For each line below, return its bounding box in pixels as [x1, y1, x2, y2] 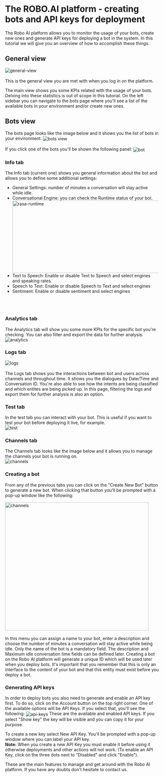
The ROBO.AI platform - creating [5, 3, 139, 15]
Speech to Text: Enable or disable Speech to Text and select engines [12, 283, 151, 289]
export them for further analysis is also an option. [5, 391, 104, 397]
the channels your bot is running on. [5, 453, 78, 459]
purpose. [5, 721, 23, 727]
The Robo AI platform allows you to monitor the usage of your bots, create [5, 30, 154, 36]
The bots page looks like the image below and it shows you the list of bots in [5, 130, 159, 136]
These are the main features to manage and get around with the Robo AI [5, 761, 150, 767]
